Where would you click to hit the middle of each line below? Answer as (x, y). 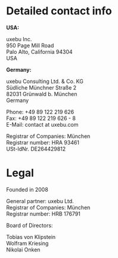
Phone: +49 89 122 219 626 (40, 112)
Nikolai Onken (23, 250)
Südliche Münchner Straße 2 (41, 87)
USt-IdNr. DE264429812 (36, 149)
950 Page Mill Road (30, 45)
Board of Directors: (29, 225)
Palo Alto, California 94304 (39, 51)
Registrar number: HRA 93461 (43, 142)
